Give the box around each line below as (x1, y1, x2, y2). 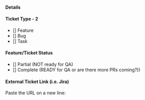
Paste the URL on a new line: (5, 90, 66, 96)
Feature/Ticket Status (5, 50, 53, 56)
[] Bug (12, 32, 26, 38)
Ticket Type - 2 (5, 16, 38, 22)
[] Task (12, 38, 28, 44)
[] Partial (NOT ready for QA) (12, 62, 73, 67)
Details (5, 4, 21, 10)
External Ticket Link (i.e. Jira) (5, 78, 69, 85)
